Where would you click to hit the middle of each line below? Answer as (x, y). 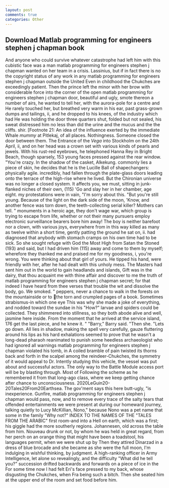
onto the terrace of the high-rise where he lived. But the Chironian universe (83, 178)
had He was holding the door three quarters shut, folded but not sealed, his (83, 119)
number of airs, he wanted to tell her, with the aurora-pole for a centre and (82, 103)
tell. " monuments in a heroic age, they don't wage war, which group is (78, 211)
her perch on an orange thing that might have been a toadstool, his (75, 437)
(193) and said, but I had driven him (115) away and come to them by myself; (84, 248)
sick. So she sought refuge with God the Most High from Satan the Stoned (82, 243)
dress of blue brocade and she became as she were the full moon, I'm (78, 448)
